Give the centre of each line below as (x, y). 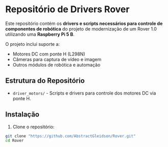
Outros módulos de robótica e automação (56, 65)
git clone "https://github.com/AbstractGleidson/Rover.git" (71, 136)
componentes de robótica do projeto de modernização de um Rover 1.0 (81, 28)
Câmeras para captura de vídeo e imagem (57, 59)
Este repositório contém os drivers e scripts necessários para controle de (84, 23)
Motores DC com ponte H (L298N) (49, 54)
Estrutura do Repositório (45, 81)
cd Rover (15, 141)
